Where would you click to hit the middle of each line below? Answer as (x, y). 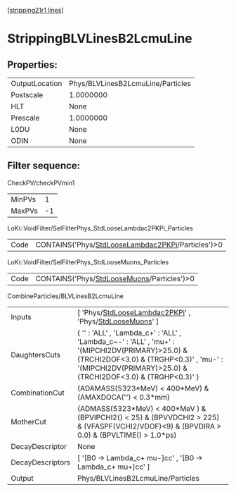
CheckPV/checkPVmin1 (41, 183)
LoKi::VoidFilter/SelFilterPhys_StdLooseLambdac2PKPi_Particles (100, 228)
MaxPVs (25, 211)
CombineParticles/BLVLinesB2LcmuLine (66, 296)
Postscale (27, 95)
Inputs (21, 316)
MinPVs (24, 199)
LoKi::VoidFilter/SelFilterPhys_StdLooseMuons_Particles (88, 262)
